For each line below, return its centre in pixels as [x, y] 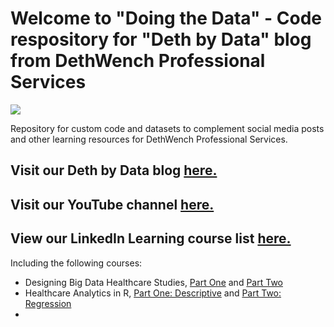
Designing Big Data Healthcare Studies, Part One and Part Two [153, 282]
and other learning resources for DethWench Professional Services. [149, 139]
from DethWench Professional [138, 61]
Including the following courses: [76, 263]
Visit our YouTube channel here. [112, 204]
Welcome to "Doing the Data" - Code [166, 18]
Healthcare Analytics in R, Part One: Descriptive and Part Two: [153, 293]
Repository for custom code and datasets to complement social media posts [167, 128]
